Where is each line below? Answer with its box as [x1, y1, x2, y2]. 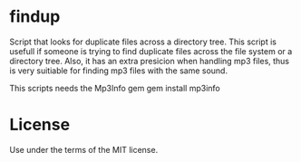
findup [9, 6, 61, 27]
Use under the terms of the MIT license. [9, 144, 159, 155]
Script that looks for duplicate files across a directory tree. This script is [9, 36, 277, 47]
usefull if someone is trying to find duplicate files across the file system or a [9, 45, 293, 56]
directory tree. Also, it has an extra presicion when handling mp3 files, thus [9, 55, 290, 66]
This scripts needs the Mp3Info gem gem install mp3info [9, 82, 220, 93]
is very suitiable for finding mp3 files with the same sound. [9, 65, 228, 76]
